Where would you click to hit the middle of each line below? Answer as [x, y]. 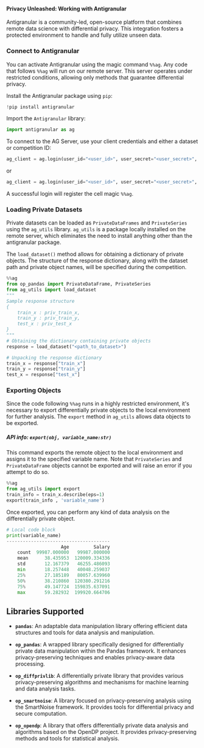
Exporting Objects [34, 390]
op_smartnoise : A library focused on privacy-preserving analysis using [103, 701]
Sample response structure [40, 301]
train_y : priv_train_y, [49, 318]
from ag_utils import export [43, 489]
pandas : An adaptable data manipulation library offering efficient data [101, 626]
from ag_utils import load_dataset [51, 290]
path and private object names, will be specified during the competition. [97, 267]
